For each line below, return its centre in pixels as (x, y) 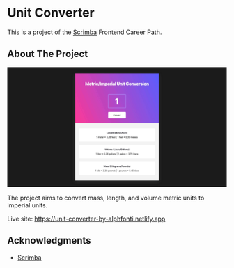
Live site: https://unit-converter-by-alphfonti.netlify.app (86, 219)
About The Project (48, 54)
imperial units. (28, 205)
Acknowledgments (49, 241)
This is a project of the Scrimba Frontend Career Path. (85, 32)
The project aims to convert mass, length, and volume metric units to (106, 198)
